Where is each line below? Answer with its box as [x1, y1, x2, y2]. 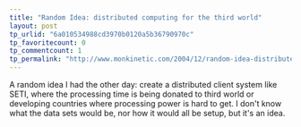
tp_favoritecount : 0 [9, 38, 87, 47]
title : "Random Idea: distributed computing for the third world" [9, 13, 262, 22]
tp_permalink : [9, 55, 63, 63]
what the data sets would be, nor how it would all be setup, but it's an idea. [9, 108, 286, 118]
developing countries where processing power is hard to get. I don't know [9, 98, 282, 108]
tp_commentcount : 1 [9, 47, 82, 55]
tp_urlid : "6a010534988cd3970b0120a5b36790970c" [9, 30, 194, 38]
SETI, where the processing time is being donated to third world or [9, 89, 254, 99]
